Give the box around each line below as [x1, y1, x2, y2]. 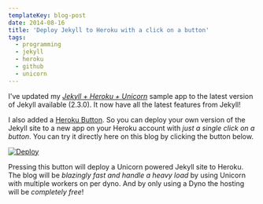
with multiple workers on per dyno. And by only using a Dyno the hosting [8, 178, 245, 188]
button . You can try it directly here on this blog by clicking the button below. [8, 131, 254, 141]
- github [15, 63, 44, 71]
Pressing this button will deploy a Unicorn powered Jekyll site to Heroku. [8, 162, 244, 171]
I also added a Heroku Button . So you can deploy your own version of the [8, 115, 246, 124]
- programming [15, 41, 61, 49]
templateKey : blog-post [8, 11, 87, 20]
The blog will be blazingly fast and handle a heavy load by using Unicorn [8, 170, 246, 180]
